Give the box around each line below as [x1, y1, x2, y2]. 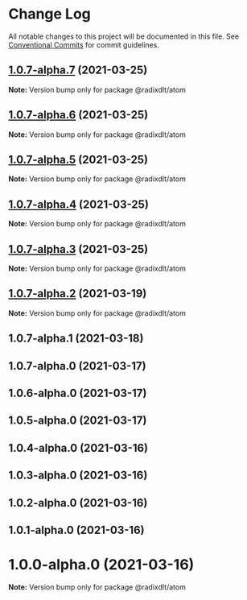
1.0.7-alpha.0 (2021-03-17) [8, 359, 146, 373]
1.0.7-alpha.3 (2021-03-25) [8, 242, 149, 256]
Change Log [8, 5, 91, 23]
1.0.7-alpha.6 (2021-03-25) [8, 108, 149, 122]
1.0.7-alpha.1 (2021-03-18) [8, 332, 144, 346]
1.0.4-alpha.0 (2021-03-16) [8, 441, 149, 455]
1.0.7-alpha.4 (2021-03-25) [8, 197, 149, 211]
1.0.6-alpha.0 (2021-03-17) [8, 386, 147, 399]
